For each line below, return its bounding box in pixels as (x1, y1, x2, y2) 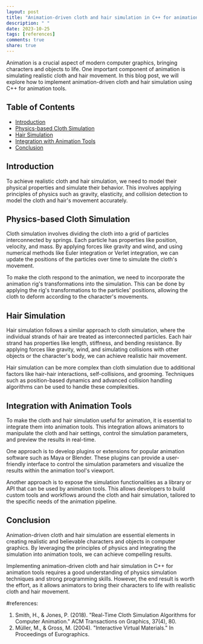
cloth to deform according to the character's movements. (6, 293, 149, 301)
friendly (6, 460, 26, 468)
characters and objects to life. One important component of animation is (6, 65, 185, 72)
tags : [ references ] (6, 31, 56, 37)
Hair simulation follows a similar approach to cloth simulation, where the (6, 327, 185, 334)
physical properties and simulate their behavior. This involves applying (6, 183, 181, 191)
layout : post (6, 8, 39, 15)
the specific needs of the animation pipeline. (6, 497, 117, 505)
